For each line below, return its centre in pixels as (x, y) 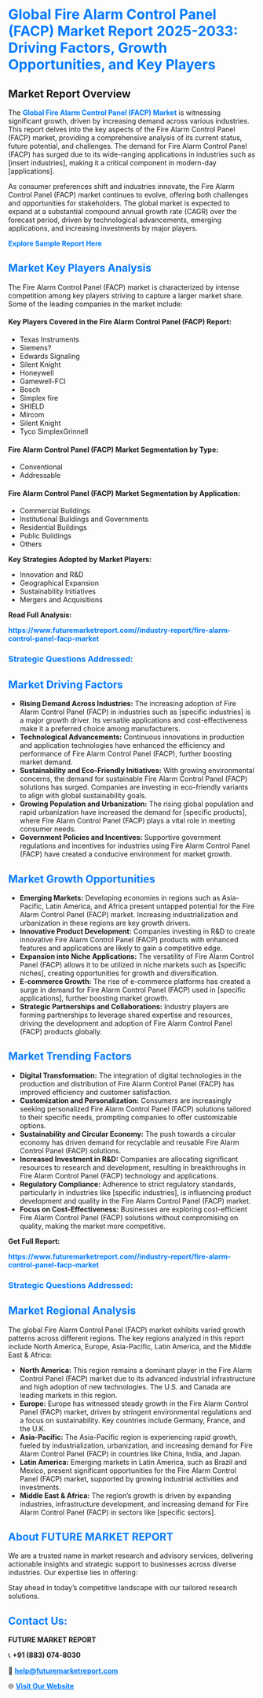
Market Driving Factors (66, 684)
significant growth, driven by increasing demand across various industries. (129, 121)
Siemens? (35, 348)
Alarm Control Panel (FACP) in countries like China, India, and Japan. (130, 1453)
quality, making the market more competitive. (93, 1226)
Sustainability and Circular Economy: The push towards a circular (128, 1134)
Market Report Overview (69, 93)
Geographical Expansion (59, 583)
